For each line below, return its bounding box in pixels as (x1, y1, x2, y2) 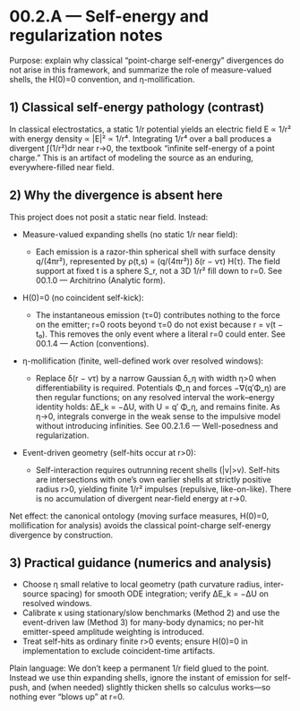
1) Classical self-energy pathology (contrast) (9, 100, 265, 116)
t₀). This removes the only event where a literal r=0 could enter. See (35, 329, 286, 339)
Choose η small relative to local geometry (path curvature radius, (21, 579, 262, 590)
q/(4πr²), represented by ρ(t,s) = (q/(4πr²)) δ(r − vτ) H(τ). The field (35, 255, 280, 266)
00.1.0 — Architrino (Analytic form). (35, 275, 166, 286)
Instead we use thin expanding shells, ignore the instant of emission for (9, 672, 272, 683)
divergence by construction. (9, 529, 114, 540)
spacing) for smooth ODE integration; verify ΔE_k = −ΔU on (49, 588, 269, 599)
